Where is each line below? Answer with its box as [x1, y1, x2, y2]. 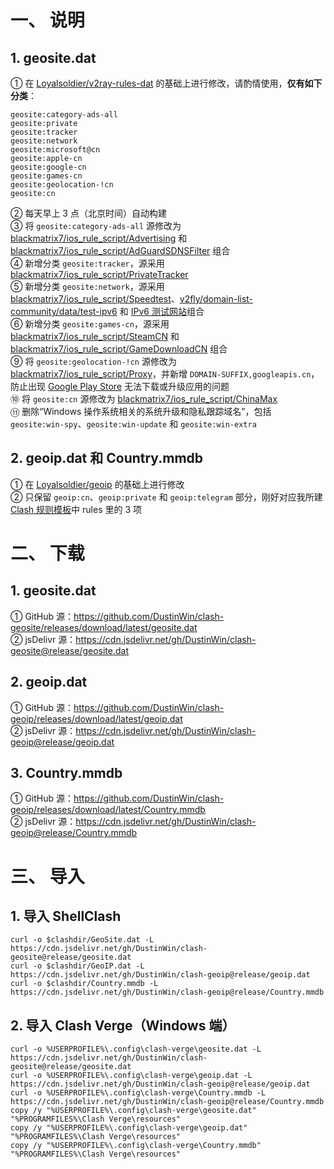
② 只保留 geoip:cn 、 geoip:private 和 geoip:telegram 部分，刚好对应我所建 [10, 491, 323, 503]
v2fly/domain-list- [179, 293, 254, 305]
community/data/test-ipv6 [10, 306, 118, 317]
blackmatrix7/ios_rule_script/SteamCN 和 [10, 331, 180, 342]
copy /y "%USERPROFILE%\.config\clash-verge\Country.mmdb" [10, 1141, 262, 1151]
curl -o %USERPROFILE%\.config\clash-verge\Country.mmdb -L [10, 1088, 267, 1098]
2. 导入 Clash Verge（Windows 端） [10, 1017, 236, 1034]
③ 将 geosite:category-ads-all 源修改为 [10, 220, 182, 231]
